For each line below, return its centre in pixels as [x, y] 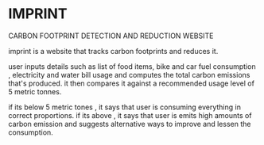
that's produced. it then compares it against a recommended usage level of [131, 83]
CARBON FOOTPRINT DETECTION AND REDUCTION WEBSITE [111, 36]
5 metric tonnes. [35, 91]
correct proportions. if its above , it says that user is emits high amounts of [130, 115]
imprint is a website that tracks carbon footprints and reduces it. [113, 51]
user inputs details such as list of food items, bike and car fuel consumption [132, 66]
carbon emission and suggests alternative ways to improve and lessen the [130, 124]
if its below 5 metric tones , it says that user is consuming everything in [124, 107]
